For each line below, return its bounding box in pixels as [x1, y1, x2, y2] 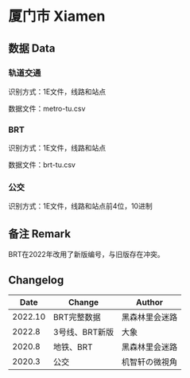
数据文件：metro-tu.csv [8, 103, 86, 113]
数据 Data [8, 41, 56, 55]
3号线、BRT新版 [52, 327, 114, 338]
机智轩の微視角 [122, 357, 178, 368]
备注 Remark [8, 227, 72, 240]
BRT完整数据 [52, 312, 101, 323]
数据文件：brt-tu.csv [8, 160, 76, 170]
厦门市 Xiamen [8, 7, 106, 25]
